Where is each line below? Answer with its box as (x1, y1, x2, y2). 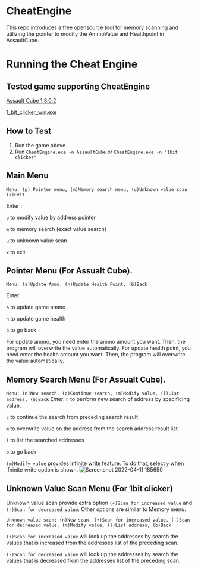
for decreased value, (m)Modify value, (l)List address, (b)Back (6, 522, 171, 528)
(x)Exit (6, 192, 26, 198)
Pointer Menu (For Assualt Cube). (6, 266, 133, 276)
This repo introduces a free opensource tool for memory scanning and (6, 24, 179, 31)
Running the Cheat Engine (6, 58, 138, 71)
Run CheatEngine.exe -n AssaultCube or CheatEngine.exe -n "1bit (14, 148, 178, 155)
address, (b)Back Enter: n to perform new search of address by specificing (6, 396, 190, 403)
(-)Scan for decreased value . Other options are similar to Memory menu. (6, 506, 186, 513)
